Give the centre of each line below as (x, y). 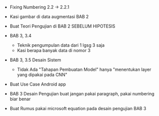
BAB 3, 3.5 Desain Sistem (35, 60)
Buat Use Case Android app (38, 84)
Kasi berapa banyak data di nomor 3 (54, 50)
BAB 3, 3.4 (21, 36)
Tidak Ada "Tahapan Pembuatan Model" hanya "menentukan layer (84, 69)
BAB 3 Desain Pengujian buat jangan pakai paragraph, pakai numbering (82, 94)
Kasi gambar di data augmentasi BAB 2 (49, 16)
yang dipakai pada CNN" (42, 75)
